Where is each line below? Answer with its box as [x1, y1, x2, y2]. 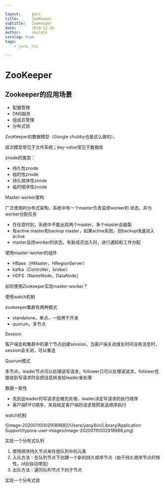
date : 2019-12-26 [5, 25, 55, 30]
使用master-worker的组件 [5, 250, 57, 256]
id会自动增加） [21, 460, 51, 466]
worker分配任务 [5, 211, 37, 217]
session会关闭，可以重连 [5, 347, 56, 353]
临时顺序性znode [12, 184, 47, 190]
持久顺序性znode [12, 177, 47, 183]
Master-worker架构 [5, 194, 45, 200]
